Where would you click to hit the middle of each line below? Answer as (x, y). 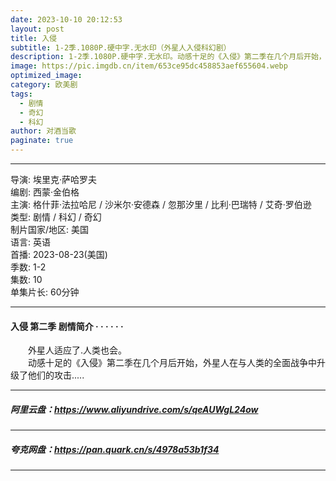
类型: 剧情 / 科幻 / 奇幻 (56, 217)
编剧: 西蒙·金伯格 (45, 192)
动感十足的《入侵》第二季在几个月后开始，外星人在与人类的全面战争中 (172, 363)
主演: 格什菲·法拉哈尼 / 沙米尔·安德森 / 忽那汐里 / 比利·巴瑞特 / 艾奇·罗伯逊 (161, 204)
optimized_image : (46, 76)
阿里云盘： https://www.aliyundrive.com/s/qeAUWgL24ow (134, 409)
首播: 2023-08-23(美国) (59, 254)
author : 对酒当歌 (43, 131)
